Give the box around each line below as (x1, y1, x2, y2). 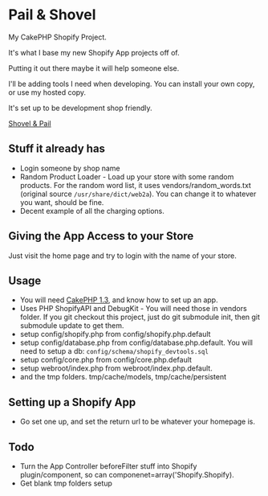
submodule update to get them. (19, 321, 124, 330)
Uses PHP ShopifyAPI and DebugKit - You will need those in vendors (19, 304, 247, 314)
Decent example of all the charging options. (19, 206, 164, 215)
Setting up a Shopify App (8, 396, 136, 409)
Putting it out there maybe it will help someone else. (8, 63, 180, 73)
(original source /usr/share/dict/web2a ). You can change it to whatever (19, 189, 257, 199)
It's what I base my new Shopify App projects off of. (8, 47, 181, 57)
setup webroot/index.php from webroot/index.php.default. (19, 363, 213, 373)
